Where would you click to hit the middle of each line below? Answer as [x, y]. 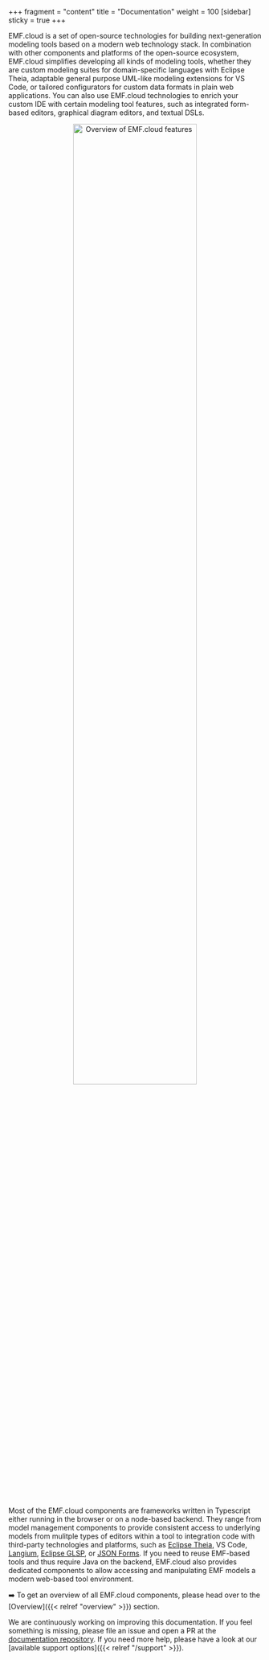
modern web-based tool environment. [71, 1579]
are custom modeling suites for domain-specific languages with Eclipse [126, 70]
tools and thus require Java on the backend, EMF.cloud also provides [122, 1562]
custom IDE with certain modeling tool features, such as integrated [118, 104]
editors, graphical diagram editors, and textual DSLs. [118, 113]
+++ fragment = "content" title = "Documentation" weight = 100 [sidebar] [130, 12]
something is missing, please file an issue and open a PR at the [112, 1631]
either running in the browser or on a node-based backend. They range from [135, 1519]
